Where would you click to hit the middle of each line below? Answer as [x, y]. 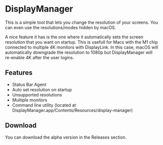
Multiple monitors [30, 100]
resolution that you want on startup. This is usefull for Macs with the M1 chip [81, 42]
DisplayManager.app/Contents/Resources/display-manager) [72, 110]
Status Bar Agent [29, 84]
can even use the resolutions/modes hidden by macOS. [61, 27]
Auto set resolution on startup [42, 89]
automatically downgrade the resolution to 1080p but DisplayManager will [79, 52]
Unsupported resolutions [37, 95]
